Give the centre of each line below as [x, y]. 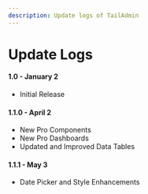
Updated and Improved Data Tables [77, 147]
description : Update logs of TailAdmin [74, 15]
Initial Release [42, 95]
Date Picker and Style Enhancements [80, 182]
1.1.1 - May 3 [28, 164]
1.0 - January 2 [33, 76]
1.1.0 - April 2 [30, 112]
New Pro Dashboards [54, 138]
